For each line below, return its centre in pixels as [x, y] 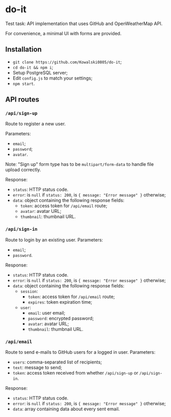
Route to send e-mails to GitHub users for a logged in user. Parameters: [80, 352]
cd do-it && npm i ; [33, 67]
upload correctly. [23, 170]
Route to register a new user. [35, 124]
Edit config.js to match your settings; [53, 78]
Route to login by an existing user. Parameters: [54, 240]
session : [29, 291]
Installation [23, 50]
